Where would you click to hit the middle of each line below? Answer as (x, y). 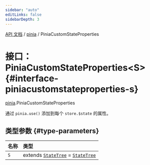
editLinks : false (23, 15)
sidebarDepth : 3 (22, 19)
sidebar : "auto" (22, 10)
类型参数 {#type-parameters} (52, 131)
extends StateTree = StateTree (59, 155)
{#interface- (32, 78)
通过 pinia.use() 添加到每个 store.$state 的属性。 (58, 114)
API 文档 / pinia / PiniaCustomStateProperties (52, 34)
